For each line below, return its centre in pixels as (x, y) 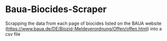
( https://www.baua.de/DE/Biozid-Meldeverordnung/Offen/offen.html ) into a (83, 28)
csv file (13, 34)
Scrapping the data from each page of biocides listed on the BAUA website (83, 23)
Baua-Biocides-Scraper (56, 9)
